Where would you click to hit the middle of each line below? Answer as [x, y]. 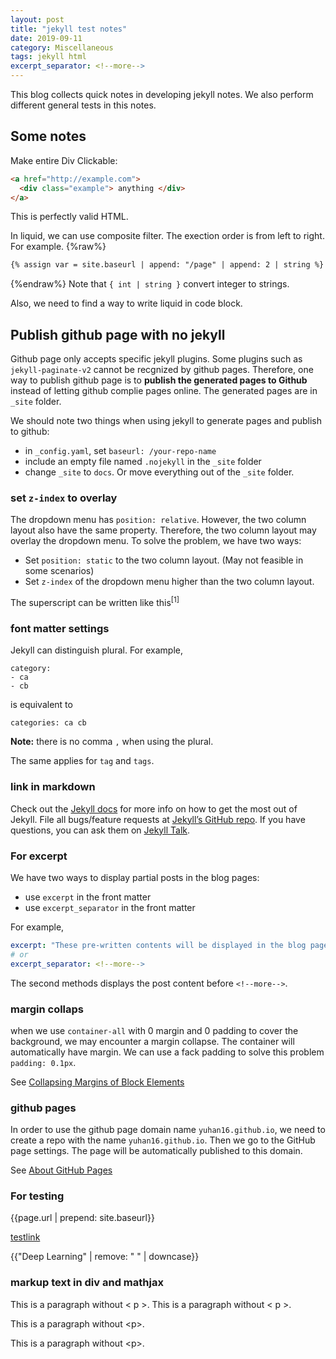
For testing [37, 1196]
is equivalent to [41, 705]
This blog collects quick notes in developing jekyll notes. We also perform [162, 94]
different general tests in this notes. [83, 105]
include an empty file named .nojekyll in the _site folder [143, 462]
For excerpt [39, 856]
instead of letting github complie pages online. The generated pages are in [164, 391]
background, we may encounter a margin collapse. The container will [152, 1041]
